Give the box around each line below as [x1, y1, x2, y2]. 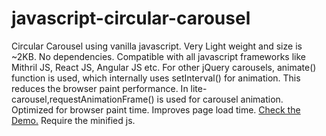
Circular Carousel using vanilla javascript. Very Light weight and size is [11, 40, 303, 52]
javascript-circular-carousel [11, 7, 251, 30]
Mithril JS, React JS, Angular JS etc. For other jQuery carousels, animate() [11, 61, 317, 73]
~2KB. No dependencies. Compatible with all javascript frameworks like [11, 50, 306, 62]
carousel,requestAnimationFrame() [11, 93, 155, 105]
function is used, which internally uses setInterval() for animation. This [11, 72, 301, 84]
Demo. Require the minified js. [11, 114, 136, 126]
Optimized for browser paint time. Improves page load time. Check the [11, 103, 301, 116]
